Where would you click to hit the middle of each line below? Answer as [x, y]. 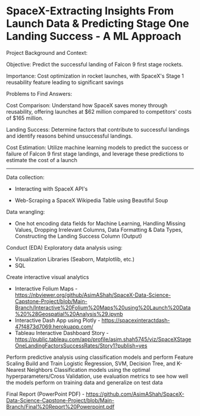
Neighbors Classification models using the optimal [88, 370]
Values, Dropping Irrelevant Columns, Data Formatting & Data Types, [99, 229]
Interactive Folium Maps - [46, 288]
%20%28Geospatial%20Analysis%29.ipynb [69, 313]
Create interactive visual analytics [48, 277]
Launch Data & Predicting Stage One [98, 24]
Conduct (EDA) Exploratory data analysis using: [65, 247]
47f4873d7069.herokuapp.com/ [54, 327]
